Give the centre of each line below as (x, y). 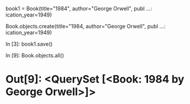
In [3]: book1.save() (29, 44)
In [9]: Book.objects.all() (35, 55)
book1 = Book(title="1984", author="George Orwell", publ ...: (79, 9)
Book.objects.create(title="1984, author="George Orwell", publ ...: (86, 26)
